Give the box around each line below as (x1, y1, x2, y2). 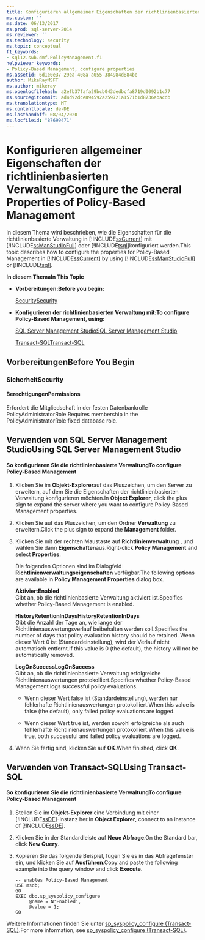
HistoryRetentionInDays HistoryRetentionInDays (15, 612, 140, 620)
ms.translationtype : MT (6, 100, 67, 106)
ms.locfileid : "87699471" (6, 117, 72, 123)
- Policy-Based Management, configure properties (6, 66, 135, 72)
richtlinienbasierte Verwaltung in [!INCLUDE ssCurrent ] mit (6, 235, 153, 243)
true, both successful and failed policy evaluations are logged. (24, 732, 181, 740)
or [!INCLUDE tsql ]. (6, 261, 53, 269)
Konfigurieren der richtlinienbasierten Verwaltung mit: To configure (15, 309, 190, 316)
